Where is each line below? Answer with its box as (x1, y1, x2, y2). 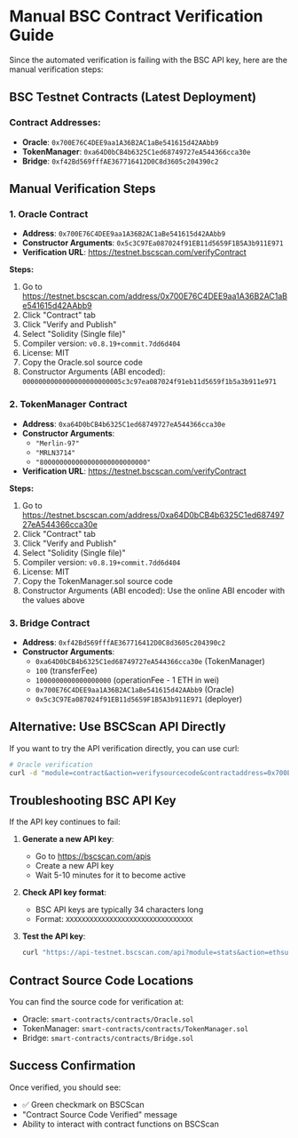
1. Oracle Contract (9, 207, 89, 220)
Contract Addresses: (9, 116, 101, 129)
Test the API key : (21, 931, 86, 942)
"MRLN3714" (35, 448, 76, 457)
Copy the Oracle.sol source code (21, 357, 144, 368)
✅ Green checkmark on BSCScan (21, 1099, 145, 1110)
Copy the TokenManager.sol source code (21, 575, 173, 586)
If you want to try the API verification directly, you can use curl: (9, 742, 239, 753)
